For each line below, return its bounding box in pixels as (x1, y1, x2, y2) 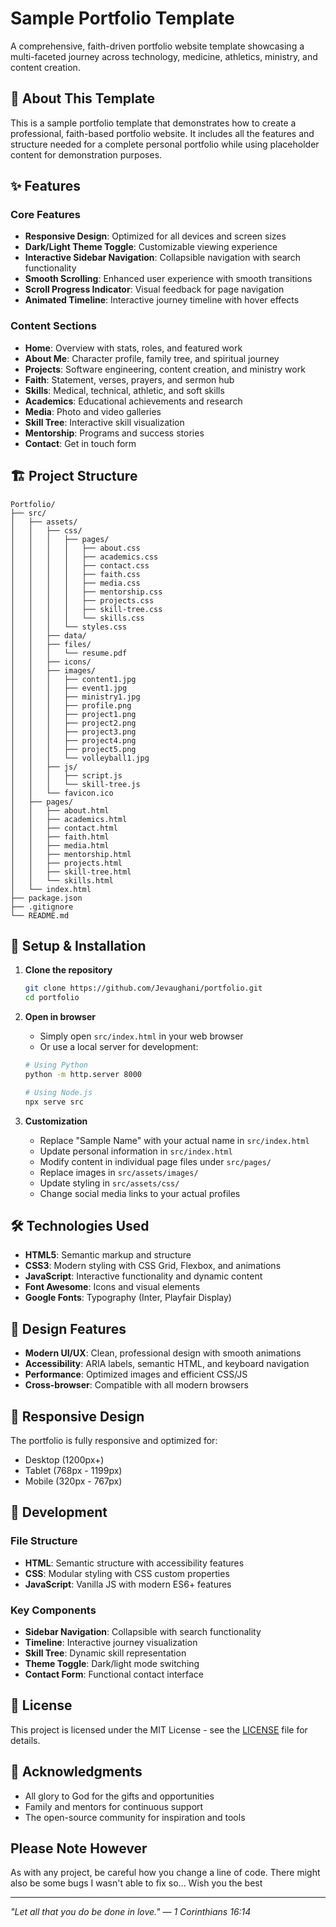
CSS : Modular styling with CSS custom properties (24, 1567, 230, 1579)
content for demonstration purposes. (10, 148, 163, 161)
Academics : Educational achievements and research (24, 395, 243, 407)
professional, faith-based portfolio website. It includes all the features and (10, 127, 315, 139)
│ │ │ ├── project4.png (10, 735, 137, 746)
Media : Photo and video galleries (24, 405, 162, 417)
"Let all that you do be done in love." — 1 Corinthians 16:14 (10, 1906, 252, 1918)
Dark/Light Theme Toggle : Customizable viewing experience (24, 241, 278, 253)
